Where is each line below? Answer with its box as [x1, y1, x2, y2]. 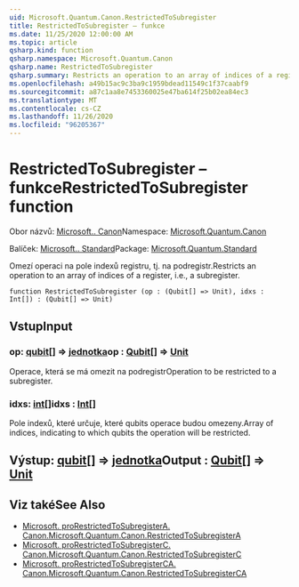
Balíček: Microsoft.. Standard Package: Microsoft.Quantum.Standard [9, 243, 258, 253]
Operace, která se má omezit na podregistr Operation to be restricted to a [9, 366, 278, 376]
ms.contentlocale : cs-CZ [9, 104, 101, 113]
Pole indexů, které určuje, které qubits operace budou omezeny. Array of [9, 417, 274, 428]
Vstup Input [9, 319, 73, 334]
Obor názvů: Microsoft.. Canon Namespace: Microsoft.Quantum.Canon [9, 226, 267, 237]
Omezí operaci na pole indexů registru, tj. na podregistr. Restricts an [9, 260, 256, 271]
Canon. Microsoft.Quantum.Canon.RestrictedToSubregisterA [21, 530, 242, 541]
